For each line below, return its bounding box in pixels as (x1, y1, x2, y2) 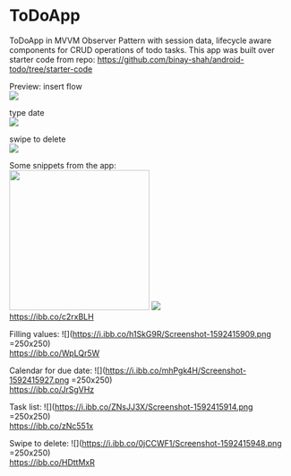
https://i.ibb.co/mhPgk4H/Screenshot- (105, 365, 247, 376)
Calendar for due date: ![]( (9, 365, 106, 376)
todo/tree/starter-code (9, 64, 93, 74)
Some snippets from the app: (9, 160, 116, 170)
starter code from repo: (9, 54, 96, 65)
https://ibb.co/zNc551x (9, 420, 94, 431)
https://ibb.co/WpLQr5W (9, 347, 100, 359)
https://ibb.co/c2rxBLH (9, 311, 94, 322)
